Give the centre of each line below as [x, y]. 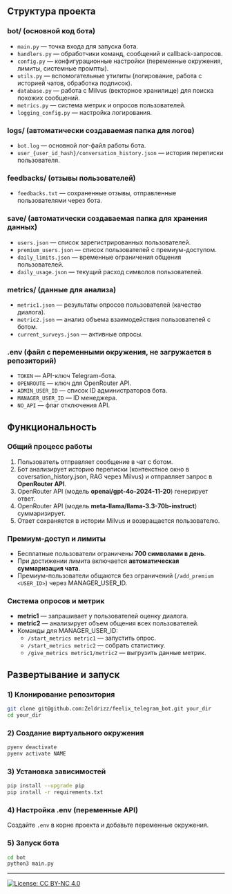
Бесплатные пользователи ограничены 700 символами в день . [112, 554]
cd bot [17, 857]
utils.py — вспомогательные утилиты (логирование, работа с [109, 75]
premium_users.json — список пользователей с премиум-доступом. [117, 249]
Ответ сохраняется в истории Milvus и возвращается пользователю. [118, 520]
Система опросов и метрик [56, 601]
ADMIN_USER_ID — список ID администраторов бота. [92, 391]
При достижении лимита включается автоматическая [98, 561]
